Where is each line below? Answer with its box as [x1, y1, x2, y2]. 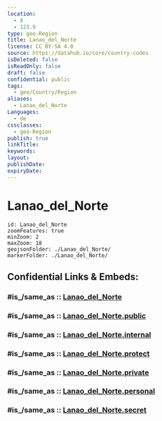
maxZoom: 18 [7, 239, 42, 246]
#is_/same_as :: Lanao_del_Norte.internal [7, 329, 151, 339]
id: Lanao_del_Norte [7, 221, 68, 228]
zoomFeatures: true [7, 227, 65, 234]
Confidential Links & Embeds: [7, 270, 139, 282]
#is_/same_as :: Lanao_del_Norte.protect [7, 348, 150, 358]
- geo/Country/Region [13, 89, 77, 96]
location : [7, 10, 36, 18]
